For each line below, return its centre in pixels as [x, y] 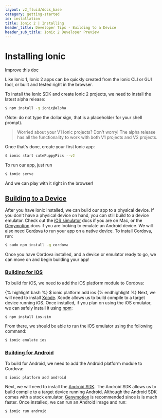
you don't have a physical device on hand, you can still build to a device [77, 216]
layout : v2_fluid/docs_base [34, 10]
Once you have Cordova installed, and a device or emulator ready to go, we [81, 255]
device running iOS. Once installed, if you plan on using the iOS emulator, [78, 302]
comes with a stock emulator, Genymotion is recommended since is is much [81, 397]
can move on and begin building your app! [47, 259]
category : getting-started [32, 14]
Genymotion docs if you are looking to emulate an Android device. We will [79, 226]
